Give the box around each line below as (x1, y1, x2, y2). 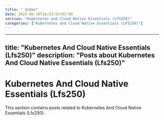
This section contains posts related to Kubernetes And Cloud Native (5, 104, 142, 110)
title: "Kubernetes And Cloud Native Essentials (5, 43, 150, 52)
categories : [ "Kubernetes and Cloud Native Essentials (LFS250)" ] (5, 20, 143, 26)
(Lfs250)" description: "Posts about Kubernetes (5, 51, 155, 59)
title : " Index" (5, 7, 38, 12)
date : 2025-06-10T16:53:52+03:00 (5, 12, 73, 17)
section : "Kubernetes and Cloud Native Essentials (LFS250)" (5, 16, 132, 21)
